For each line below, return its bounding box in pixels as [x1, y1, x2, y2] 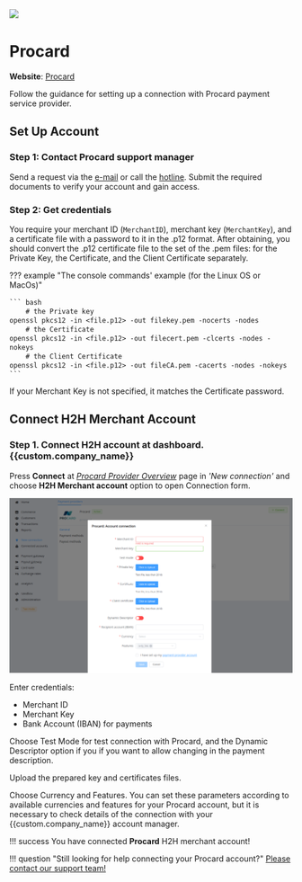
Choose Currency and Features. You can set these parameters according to [9, 790, 289, 801]
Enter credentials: [9, 682, 75, 693]
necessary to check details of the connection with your [9, 809, 214, 820]
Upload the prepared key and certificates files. [9, 772, 182, 783]
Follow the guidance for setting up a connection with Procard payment [9, 88, 271, 99]
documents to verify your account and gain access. [9, 181, 200, 192]
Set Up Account [9, 124, 100, 139]
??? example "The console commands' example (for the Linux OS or [9, 270, 261, 281]
